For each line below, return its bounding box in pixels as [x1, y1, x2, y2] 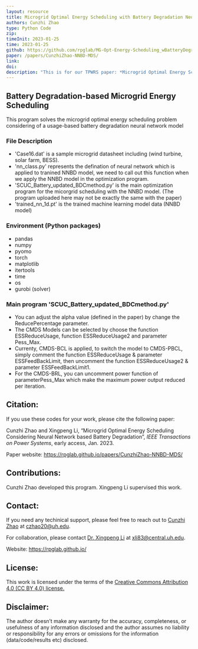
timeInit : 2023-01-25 [6, 36, 60, 42]
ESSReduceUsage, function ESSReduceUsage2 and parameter [14, 332, 167, 339]
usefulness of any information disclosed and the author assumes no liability [6, 624, 190, 631]
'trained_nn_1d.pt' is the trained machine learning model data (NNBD [14, 200, 181, 207]
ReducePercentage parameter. [14, 320, 90, 327]
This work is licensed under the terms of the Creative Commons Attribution [6, 579, 189, 586]
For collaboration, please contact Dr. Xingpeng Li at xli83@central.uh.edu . [6, 534, 186, 541]
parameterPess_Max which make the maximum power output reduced [14, 376, 186, 383]
